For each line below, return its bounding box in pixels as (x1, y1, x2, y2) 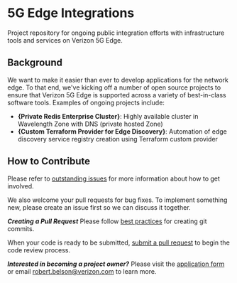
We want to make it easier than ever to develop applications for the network (7, 75, 229, 84)
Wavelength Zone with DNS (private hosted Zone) (17, 119, 163, 128)
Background (7, 57, 62, 69)
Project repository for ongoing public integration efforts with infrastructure (7, 28, 225, 37)
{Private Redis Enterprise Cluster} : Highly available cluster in (17, 112, 199, 120)
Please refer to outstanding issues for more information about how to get (7, 174, 220, 183)
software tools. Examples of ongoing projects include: (7, 98, 165, 107)
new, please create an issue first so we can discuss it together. (7, 203, 191, 211)
